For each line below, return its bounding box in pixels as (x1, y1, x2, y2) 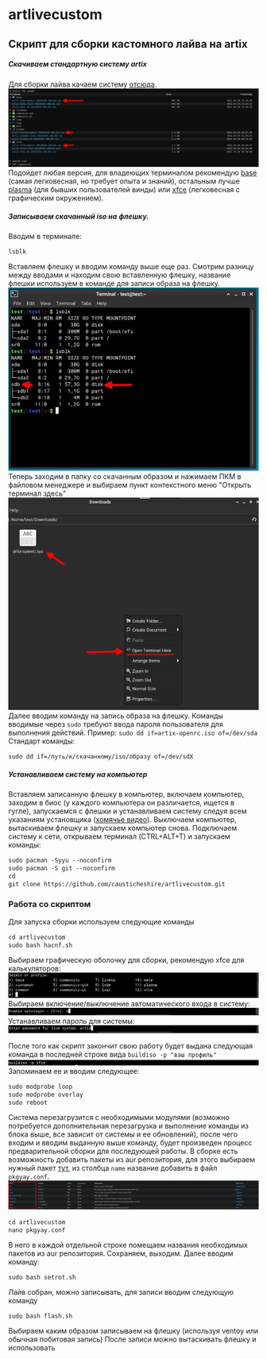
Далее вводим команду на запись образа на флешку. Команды (8, 711, 224, 720)
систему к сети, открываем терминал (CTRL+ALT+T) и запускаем (8, 832, 230, 841)
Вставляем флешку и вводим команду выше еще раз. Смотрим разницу (8, 262, 254, 271)
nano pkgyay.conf (8, 1226, 66, 1234)
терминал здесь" (8, 488, 66, 498)
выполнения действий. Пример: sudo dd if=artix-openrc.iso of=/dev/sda (8, 728, 258, 738)
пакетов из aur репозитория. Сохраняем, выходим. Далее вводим (8, 1249, 234, 1258)
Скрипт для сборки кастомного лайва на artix (8, 37, 248, 51)
